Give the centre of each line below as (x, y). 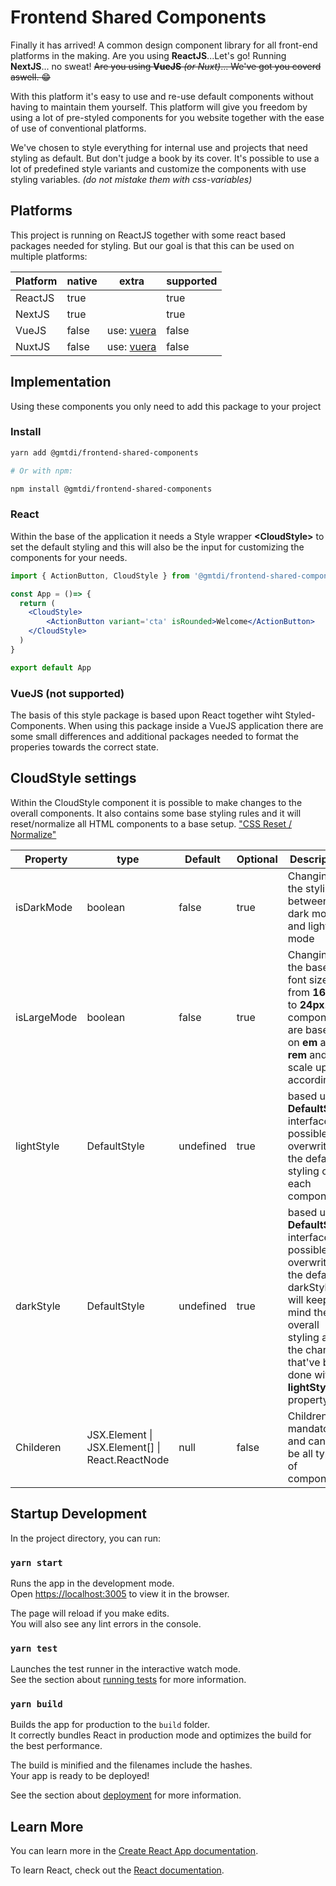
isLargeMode (46, 1017)
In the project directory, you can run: (85, 1538)
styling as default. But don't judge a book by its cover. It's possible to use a (165, 158)
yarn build (36, 1704)
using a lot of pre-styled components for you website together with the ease (167, 117)
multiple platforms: (49, 256)
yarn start (36, 1562)
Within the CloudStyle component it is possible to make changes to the (156, 802)
